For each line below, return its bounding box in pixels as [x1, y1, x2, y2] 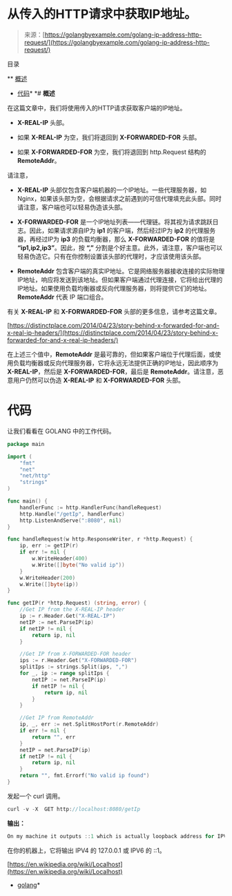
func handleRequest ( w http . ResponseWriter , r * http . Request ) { [7, 536, 193, 543]
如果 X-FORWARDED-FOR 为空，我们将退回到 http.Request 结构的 [17, 148, 206, 156]
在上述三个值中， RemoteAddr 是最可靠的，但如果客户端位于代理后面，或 [7, 350, 215, 358]
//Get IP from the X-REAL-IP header [19, 606, 126, 613]
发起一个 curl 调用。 [7, 792, 64, 800]
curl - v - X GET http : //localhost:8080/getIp [7, 806, 140, 812]
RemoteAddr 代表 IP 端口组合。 [17, 293, 108, 301]
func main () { [7, 498, 48, 505]
